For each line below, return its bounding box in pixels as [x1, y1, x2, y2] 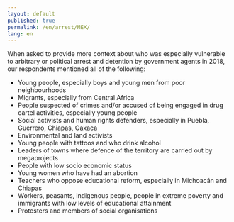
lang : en [7, 30, 33, 38]
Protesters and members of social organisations [17, 206, 158, 215]
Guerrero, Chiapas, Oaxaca [17, 123, 98, 132]
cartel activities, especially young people [17, 109, 138, 117]
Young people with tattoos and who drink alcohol [17, 139, 161, 148]
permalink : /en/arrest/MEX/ [7, 23, 91, 30]
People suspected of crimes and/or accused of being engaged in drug [17, 101, 223, 110]
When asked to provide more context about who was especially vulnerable [7, 50, 225, 58]
